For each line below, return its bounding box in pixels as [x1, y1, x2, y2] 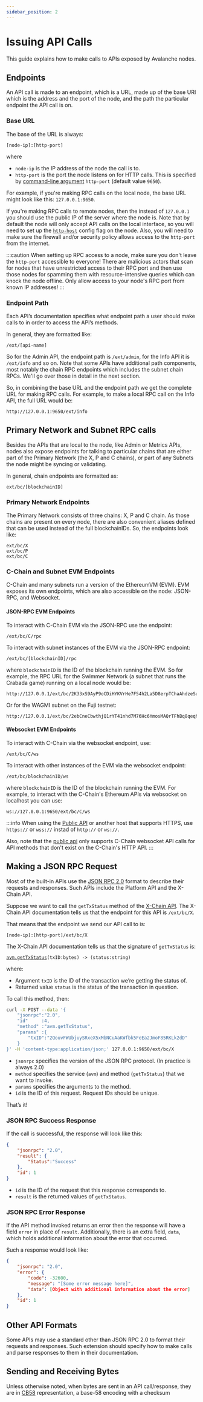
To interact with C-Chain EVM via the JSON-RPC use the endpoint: [6, 621, 172, 629]
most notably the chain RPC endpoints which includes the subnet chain [6, 366, 184, 373]
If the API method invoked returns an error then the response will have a [6, 1222, 185, 1229]
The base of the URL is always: [6, 130, 83, 138]
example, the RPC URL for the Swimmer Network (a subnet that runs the [6, 672, 186, 679]
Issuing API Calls [6, 35, 92, 48]
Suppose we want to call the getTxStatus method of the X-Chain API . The [6, 902, 189, 909]
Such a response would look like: [6, 1246, 89, 1253]
